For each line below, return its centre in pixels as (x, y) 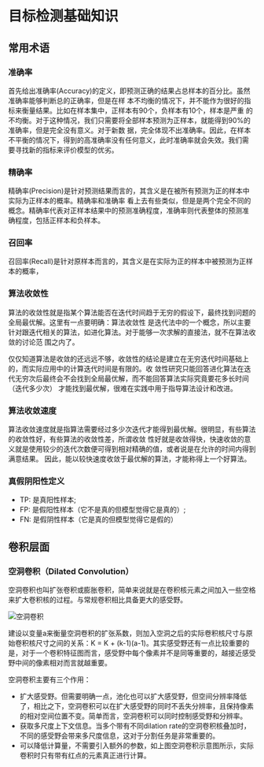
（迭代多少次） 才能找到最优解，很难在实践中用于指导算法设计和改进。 (123, 388)
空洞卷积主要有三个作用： (49, 680)
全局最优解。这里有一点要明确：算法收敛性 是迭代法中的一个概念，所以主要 (130, 322)
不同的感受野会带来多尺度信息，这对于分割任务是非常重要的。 (119, 736)
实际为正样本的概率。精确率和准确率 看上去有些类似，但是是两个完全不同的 (130, 201)
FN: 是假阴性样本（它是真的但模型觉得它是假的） (99, 519)
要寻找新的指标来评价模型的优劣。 (63, 150)
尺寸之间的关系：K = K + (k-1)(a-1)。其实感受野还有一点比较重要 (139, 643)
